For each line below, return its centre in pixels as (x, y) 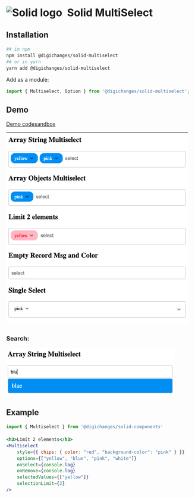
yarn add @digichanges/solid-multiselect (58, 68)
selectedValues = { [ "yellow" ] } (53, 477)
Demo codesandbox (31, 124)
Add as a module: (28, 79)
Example (23, 412)
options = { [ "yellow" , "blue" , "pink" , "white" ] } (77, 458)
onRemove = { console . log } (46, 471)
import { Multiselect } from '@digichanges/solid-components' (85, 427)
